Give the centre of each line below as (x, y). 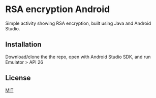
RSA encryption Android (58, 9)
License (18, 78)
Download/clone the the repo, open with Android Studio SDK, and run (78, 57)
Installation (23, 45)
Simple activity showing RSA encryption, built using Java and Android (78, 23)
